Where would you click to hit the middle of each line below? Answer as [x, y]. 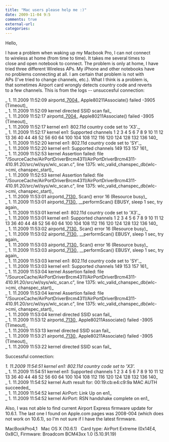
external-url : [20, 24]
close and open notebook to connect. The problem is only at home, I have [82, 64]
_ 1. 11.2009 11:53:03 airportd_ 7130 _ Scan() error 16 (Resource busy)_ [77, 245]
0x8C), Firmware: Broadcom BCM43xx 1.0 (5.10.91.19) [61, 434]
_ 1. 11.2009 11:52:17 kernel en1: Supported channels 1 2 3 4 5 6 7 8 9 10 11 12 [84, 132]
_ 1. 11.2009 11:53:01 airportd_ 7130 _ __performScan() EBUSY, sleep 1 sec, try [84, 202]
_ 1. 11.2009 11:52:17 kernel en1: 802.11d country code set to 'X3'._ [73, 127]
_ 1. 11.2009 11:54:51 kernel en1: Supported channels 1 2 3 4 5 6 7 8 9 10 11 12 [84, 372]
